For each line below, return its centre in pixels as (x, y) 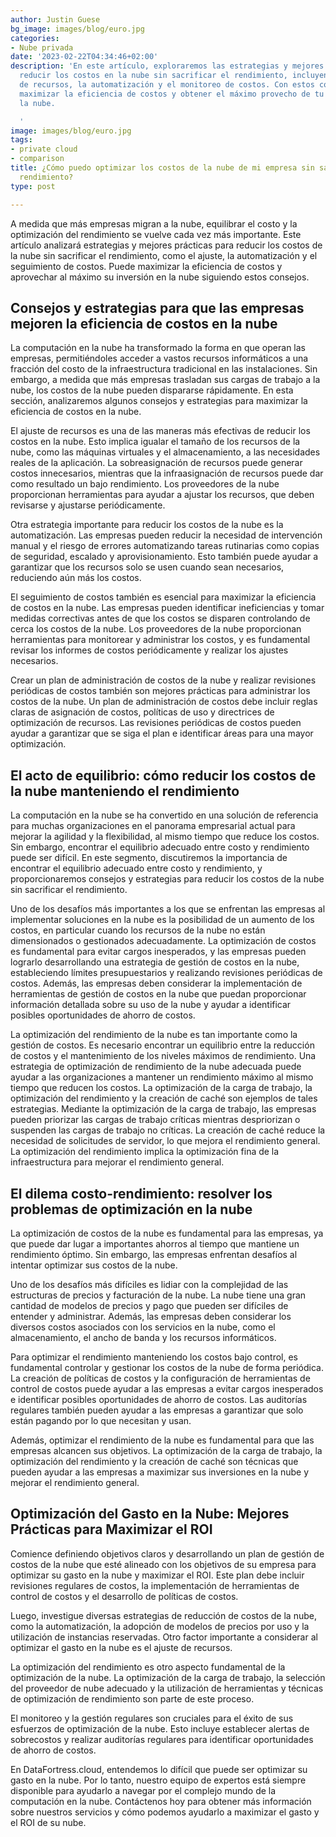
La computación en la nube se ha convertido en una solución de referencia (164, 815)
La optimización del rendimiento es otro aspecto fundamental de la (148, 1667)
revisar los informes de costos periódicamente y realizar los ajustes (149, 650)
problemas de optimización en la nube (131, 1209)
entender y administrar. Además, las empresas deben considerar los (151, 1316)
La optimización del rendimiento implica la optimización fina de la (145, 1152)
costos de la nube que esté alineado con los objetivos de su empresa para (163, 1564)
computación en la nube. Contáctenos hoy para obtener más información (161, 1801)
